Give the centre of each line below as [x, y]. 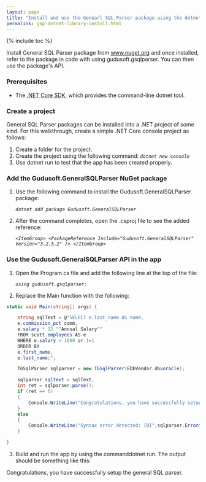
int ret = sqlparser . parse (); [56, 386]
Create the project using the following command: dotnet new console [102, 156]
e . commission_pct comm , [48, 324]
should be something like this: [53, 461]
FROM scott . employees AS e [52, 335]
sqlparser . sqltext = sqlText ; [56, 380]
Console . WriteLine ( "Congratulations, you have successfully [107, 403]
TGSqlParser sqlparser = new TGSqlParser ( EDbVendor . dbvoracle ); [101, 369]
